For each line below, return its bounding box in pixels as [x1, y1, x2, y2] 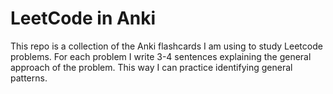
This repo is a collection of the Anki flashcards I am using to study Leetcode [10, 40, 323, 52]
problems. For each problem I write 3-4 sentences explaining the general [10, 50, 312, 62]
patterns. [10, 72, 48, 84]
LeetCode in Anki [10, 7, 157, 30]
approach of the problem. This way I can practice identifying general [10, 61, 293, 73]
